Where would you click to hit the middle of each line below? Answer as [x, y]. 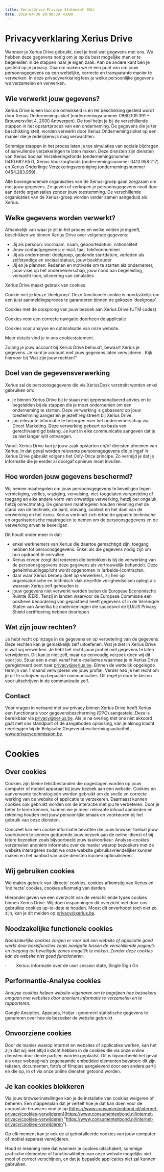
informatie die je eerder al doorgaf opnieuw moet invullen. [64, 461]
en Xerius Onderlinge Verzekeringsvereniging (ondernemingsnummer [75, 167]
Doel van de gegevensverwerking [58, 373]
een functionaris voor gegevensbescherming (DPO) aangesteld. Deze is [78, 713]
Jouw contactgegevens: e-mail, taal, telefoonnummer [66, 250]
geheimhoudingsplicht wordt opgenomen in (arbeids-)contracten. [78, 570]
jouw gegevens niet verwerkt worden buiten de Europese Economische [84, 591]
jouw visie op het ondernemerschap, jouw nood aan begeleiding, [78, 271]
